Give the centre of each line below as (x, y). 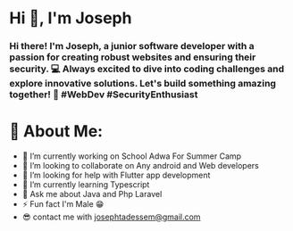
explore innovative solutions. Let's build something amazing (143, 84)
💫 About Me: (56, 132)
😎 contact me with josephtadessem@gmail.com (111, 217)
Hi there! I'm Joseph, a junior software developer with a (132, 46)
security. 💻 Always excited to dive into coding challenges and (146, 69)
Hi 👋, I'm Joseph (71, 18)
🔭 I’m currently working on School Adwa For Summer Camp (132, 156)
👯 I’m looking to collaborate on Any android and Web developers (140, 166)
